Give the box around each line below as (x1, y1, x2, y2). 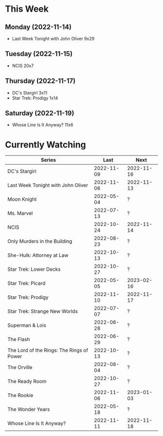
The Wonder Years (7, 406, 50, 413)
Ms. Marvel (7, 210, 33, 217)
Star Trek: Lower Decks (7, 266, 61, 273)
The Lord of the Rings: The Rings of (7, 347, 88, 354)
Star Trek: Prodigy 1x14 (12, 95, 58, 101)
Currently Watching (5, 139, 86, 150)
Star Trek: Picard (7, 280, 46, 287)
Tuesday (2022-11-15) (5, 50, 73, 58)
